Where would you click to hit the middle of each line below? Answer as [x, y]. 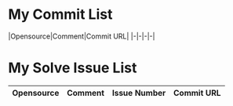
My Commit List [60, 15]
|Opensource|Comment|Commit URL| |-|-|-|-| [82, 36]
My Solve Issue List [73, 68]
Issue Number [139, 93]
